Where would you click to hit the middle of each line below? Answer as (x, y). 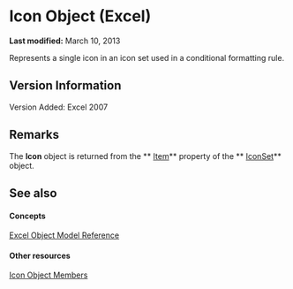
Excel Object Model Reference (64, 235)
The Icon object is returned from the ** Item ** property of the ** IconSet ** (146, 156)
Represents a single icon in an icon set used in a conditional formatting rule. (147, 57)
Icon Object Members (49, 275)
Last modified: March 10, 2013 (65, 41)
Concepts (27, 216)
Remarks (34, 135)
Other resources (40, 255)
